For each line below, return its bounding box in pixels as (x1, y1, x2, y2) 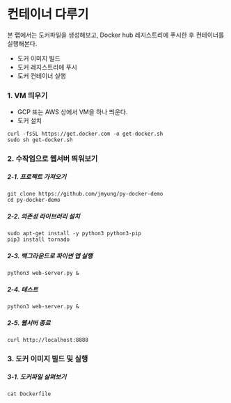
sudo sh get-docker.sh (7, 136, 73, 143)
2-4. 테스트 (7, 285, 38, 293)
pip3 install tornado (7, 236, 70, 244)
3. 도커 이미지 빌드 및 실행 (7, 354, 88, 363)
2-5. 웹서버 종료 (7, 318, 51, 327)
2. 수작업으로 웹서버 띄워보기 (7, 154, 98, 164)
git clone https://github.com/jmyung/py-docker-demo (7, 191, 164, 198)
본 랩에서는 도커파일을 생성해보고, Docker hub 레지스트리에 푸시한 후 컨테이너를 (7, 31, 225, 39)
